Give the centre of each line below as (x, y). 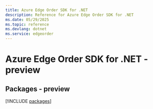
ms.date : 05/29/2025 (27, 19)
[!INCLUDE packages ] (28, 101)
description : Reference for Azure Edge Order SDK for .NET (70, 15)
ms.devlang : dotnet (26, 29)
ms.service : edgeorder (29, 34)
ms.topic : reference (27, 24)
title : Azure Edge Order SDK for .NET (47, 10)
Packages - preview (38, 89)
